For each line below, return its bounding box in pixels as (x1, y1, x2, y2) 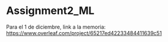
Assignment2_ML (6, 4, 95, 17)
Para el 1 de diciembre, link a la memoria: (6, 23, 106, 30)
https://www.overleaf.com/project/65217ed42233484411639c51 (6, 29, 162, 36)
